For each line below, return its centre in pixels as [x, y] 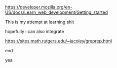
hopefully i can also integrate [35, 31]
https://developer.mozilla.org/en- [39, 7]
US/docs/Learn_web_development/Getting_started [57, 12]
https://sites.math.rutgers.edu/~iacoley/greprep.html [58, 41]
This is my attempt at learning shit [39, 22]
